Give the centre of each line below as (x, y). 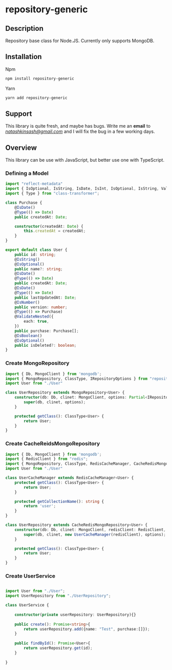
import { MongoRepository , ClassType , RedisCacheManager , (68, 464)
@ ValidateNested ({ (34, 317)
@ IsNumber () (27, 302)
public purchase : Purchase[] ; (47, 331)
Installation (24, 57)
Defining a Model (27, 173)
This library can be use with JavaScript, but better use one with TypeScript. (85, 160)
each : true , (37, 322)
